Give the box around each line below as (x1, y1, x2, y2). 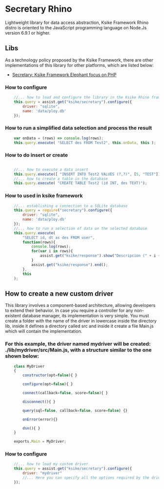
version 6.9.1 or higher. (5, 30, 51, 36)
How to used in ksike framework (5, 192, 83, 199)
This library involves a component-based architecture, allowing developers (5, 303, 156, 308)
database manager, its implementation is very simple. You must (21, 313, 149, 319)
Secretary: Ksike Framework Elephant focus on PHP (12, 72, 117, 78)
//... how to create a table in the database (14, 176, 108, 181)
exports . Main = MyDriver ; (14, 439, 67, 444)
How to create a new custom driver (5, 289, 114, 298)
